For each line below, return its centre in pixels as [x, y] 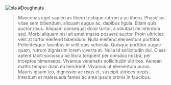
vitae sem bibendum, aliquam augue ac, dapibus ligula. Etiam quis [87, 23]
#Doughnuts [31, 8]
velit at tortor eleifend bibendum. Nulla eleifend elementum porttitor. [89, 39]
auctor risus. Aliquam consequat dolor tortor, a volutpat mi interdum [89, 29]
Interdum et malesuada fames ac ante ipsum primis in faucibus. [84, 77]
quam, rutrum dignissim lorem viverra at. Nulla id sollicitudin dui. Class [92, 50]
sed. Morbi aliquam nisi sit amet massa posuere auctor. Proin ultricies [91, 34]
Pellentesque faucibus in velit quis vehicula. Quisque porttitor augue [89, 45]
